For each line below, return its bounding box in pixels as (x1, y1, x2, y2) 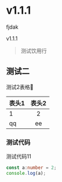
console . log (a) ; (6, 170, 46, 176)
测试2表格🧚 (6, 83, 34, 90)
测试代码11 (6, 153, 31, 160)
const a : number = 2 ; (6, 165, 57, 171)
